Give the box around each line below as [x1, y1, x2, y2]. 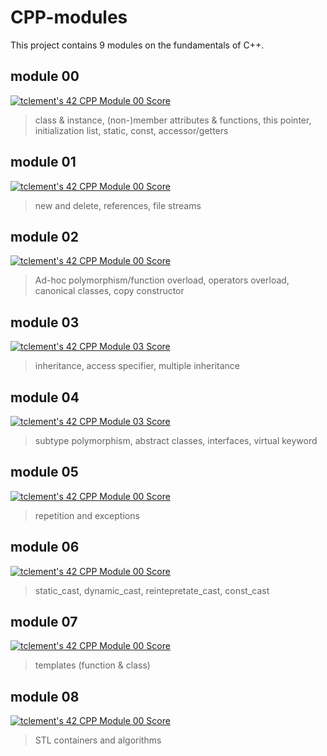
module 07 [10, 614, 78, 631]
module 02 [10, 228, 79, 245]
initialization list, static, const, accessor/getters [34, 124, 229, 136]
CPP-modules [10, 6, 128, 29]
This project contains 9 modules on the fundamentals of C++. [10, 39, 265, 51]
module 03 [10, 314, 80, 331]
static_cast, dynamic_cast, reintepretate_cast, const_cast [34, 584, 270, 596]
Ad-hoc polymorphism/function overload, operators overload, [34, 274, 290, 286]
